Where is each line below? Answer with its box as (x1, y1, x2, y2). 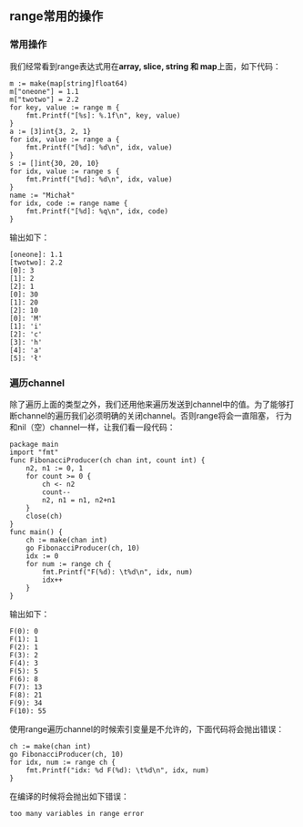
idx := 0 (25, 551, 59, 561)
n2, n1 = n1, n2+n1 (42, 495, 116, 504)
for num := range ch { (25, 559, 112, 568)
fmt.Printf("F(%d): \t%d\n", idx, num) (42, 567, 194, 576)
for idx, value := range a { (9, 135, 120, 144)
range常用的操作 (9, 8, 104, 25)
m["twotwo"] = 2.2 (9, 95, 79, 104)
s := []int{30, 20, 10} (9, 159, 100, 168)
